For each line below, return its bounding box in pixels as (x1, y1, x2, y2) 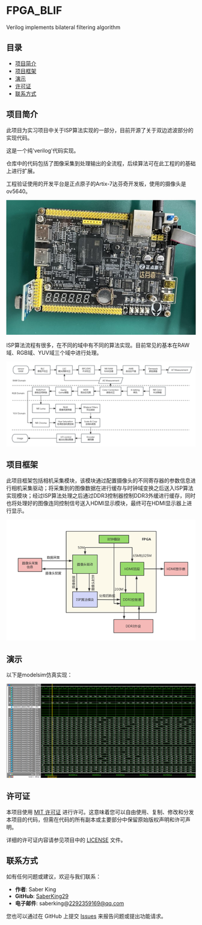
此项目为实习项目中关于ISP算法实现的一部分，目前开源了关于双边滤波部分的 (6, 126, 194, 133)
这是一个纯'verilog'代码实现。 (6, 147, 79, 154)
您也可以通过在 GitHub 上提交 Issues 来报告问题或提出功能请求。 (6, 912, 167, 920)
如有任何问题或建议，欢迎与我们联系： (6, 873, 101, 880)
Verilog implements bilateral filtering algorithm (6, 24, 121, 31)
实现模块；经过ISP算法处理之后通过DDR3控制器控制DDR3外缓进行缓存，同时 (6, 492, 196, 499)
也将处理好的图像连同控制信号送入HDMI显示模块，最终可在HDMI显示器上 (6, 499, 187, 507)
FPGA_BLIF (6, 4, 63, 17)
